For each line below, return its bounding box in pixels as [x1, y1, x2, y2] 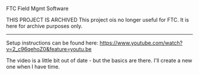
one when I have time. [6, 63, 60, 70]
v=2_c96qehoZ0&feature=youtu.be [6, 46, 92, 52]
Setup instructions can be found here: [6, 39, 99, 46]
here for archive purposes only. [6, 23, 83, 29]
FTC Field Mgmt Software [6, 5, 69, 12]
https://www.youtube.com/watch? [99, 39, 183, 46]
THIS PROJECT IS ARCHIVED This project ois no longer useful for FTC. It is [6, 16, 190, 23]
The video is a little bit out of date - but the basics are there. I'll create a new [6, 57, 192, 64]
